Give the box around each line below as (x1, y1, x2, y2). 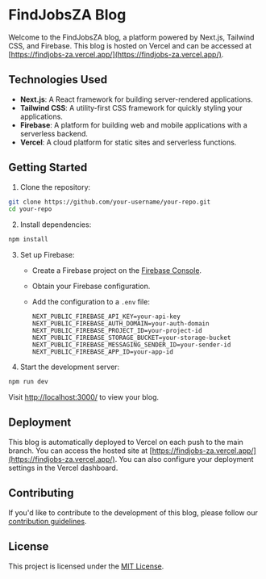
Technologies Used (8, 73, 107, 86)
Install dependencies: (19, 220, 92, 229)
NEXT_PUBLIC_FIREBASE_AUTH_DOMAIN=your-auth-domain (31, 320, 210, 328)
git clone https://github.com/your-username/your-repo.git (8, 198, 211, 206)
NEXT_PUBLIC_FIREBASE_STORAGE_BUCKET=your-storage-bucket (31, 334, 231, 342)
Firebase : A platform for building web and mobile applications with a (19, 120, 247, 130)
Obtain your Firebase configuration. (31, 281, 151, 292)
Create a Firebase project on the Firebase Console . (31, 266, 202, 275)
